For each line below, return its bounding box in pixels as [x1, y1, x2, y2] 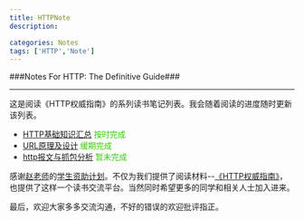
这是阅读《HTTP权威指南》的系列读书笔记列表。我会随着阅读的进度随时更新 [9, 99, 292, 110]
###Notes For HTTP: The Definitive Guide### [9, 72, 181, 82]
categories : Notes [9, 38, 79, 47]
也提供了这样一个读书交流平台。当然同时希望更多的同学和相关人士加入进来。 [9, 182, 295, 193]
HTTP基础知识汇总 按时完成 [22, 129, 127, 140]
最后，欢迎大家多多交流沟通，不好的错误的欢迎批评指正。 [9, 201, 223, 213]
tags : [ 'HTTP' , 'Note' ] [9, 46, 95, 55]
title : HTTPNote [9, 13, 71, 23]
